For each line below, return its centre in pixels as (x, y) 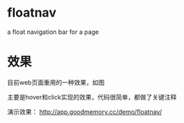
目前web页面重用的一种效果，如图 (56, 82)
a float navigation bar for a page (53, 32)
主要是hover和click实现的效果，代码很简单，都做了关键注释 (92, 97)
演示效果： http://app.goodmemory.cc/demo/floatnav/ (84, 111)
